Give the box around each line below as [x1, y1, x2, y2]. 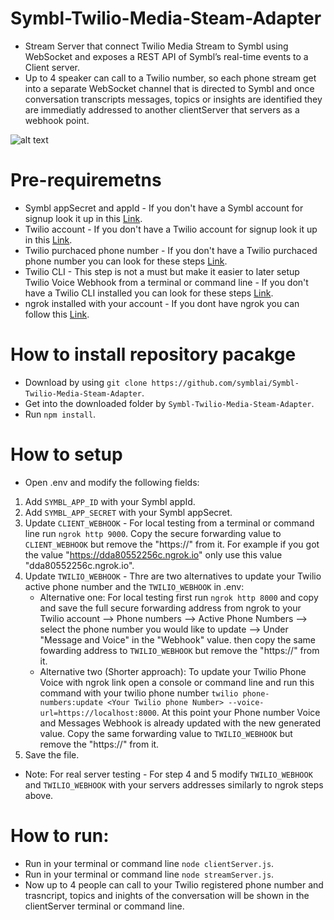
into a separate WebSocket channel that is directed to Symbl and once [24, 82, 315, 94]
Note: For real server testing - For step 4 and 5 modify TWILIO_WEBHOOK [24, 768, 313, 780]
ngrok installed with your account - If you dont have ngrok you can [24, 297, 300, 309]
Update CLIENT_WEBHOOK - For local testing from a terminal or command [24, 517, 315, 529]
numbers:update [39, 697, 103, 707]
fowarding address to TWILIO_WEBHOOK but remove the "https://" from [39, 644, 320, 656]
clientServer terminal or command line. [24, 900, 185, 912]
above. [24, 789, 54, 801]
